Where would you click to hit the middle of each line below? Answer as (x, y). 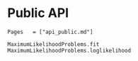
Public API (38, 13)
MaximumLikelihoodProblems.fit (53, 44)
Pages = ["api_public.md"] (50, 32)
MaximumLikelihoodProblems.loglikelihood (69, 50)
